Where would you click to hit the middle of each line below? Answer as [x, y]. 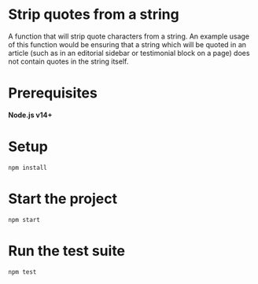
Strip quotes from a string [94, 15]
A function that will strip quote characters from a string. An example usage [129, 36]
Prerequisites [53, 93]
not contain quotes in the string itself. [68, 61]
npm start [24, 219]
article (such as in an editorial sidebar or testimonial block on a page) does [129, 53]
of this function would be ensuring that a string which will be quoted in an [127, 44]
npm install [28, 168]
